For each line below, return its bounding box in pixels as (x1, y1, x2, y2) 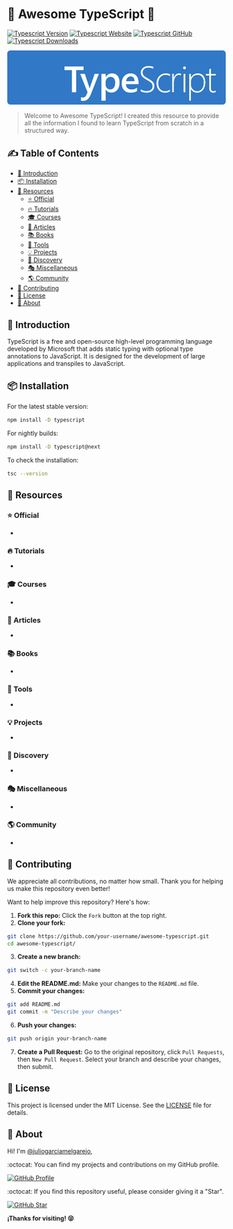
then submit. (17, 1062, 53, 1070)
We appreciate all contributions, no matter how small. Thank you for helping (7, 877, 224, 885)
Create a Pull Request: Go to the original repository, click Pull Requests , (17, 1047, 225, 1056)
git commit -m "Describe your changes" (7, 1009, 123, 1016)
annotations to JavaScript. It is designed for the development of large (7, 352, 206, 360)
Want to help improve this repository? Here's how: (7, 898, 150, 906)
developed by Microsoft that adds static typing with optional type (7, 345, 193, 353)
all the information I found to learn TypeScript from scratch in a (24, 119, 205, 128)
